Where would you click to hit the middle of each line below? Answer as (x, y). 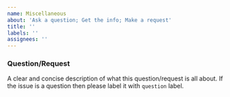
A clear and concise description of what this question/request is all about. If (115, 79)
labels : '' (23, 33)
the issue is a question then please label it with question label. (96, 86)
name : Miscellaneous (37, 14)
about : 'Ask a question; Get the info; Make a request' (89, 20)
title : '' (21, 26)
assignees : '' (28, 39)
